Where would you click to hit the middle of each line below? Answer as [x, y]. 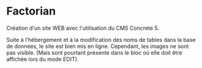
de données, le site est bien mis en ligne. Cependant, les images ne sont [98, 46]
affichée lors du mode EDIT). [43, 59]
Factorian [31, 11]
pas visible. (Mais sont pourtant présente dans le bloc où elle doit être [94, 52]
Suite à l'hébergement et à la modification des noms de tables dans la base [101, 39]
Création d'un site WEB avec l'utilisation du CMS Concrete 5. [83, 28]
